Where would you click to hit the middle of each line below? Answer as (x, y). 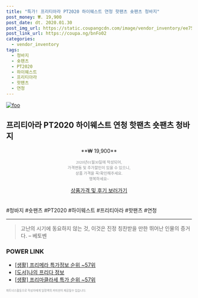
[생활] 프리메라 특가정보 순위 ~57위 (55, 265)
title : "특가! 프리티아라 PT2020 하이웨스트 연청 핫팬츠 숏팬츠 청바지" (83, 12)
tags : (13, 50)
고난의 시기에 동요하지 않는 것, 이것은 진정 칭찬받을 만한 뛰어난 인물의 (100, 228)
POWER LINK (25, 251)
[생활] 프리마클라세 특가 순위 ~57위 (55, 279)
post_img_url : (24, 28)
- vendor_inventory (35, 45)
